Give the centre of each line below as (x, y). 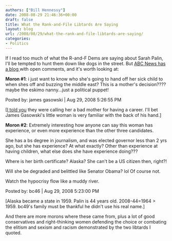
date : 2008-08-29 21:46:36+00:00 (41, 15)
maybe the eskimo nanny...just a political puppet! (57, 90)
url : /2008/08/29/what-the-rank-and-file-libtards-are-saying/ (74, 34)
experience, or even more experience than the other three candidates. (80, 130)
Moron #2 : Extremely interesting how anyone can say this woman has (79, 125)
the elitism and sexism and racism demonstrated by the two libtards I (78, 227)
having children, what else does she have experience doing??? (72, 151)
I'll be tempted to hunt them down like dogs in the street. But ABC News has (85, 63)
